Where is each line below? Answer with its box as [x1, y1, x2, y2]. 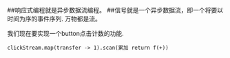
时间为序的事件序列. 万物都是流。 [7, 14, 101, 23]
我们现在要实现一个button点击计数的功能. [7, 30, 124, 37]
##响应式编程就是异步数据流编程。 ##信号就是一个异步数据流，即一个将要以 [7, 6, 224, 14]
